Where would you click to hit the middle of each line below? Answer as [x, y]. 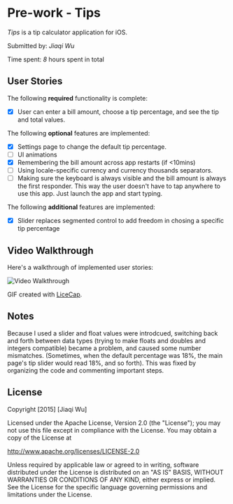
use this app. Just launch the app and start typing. [90, 194]
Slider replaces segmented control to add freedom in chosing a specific [121, 221]
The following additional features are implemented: [81, 207]
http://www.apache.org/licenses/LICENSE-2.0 [73, 451]
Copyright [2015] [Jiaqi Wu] [47, 409]
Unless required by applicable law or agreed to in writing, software [103, 465]
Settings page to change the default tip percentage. [92, 146]
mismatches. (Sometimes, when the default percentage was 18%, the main [115, 355]
